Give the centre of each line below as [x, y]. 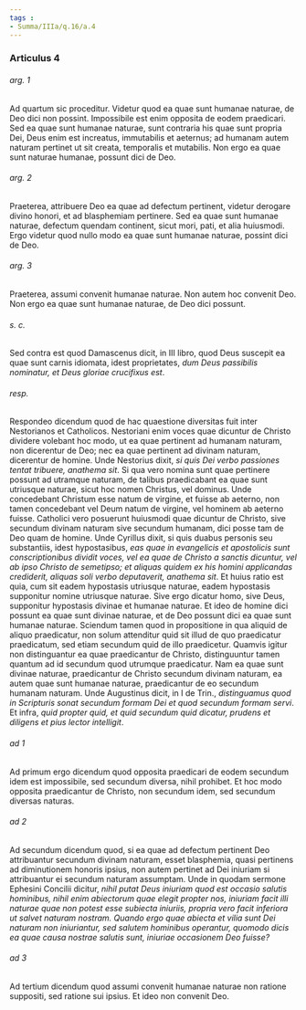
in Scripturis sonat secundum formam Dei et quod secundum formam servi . [152, 703]
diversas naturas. [42, 801]
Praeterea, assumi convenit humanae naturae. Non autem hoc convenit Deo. [153, 294]
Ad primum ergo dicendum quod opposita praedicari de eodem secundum [149, 772]
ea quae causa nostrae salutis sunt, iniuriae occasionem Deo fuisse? [140, 937]
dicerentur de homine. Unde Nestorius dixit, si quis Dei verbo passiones [145, 460]
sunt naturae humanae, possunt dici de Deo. [93, 157]
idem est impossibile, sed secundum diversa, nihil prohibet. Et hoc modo [146, 781]
